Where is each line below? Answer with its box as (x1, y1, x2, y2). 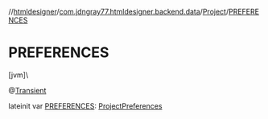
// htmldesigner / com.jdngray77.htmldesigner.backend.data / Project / (8, 7, 229, 16)
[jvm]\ (8, 70, 29, 80)
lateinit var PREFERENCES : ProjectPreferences (8, 101, 163, 111)
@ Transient (8, 85, 47, 95)
